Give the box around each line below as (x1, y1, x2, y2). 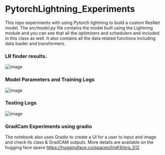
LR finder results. (5, 52, 48, 59)
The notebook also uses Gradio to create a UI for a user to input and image (5, 134, 157, 140)
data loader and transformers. (5, 40, 66, 46)
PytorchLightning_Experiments (5, 3, 135, 15)
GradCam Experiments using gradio (5, 123, 92, 129)
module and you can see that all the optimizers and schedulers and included (5, 30, 160, 36)
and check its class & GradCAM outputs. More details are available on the (5, 139, 154, 145)
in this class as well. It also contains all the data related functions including (5, 35, 156, 41)
